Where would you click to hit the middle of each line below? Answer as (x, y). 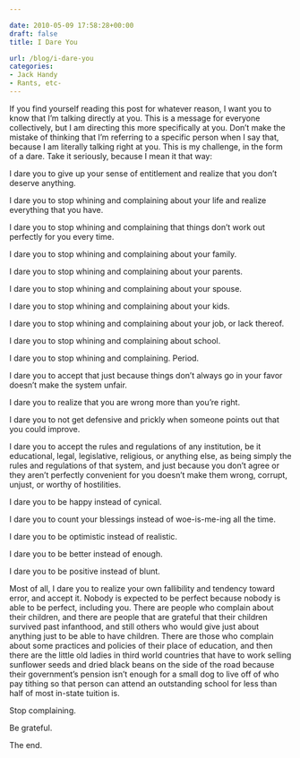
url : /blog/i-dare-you (51, 58)
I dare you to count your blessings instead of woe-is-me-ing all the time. (142, 519)
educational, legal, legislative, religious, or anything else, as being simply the (150, 456)
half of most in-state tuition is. (64, 693)
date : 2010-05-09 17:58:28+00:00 (72, 25)
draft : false (34, 34)
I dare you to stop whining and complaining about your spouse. (125, 288)
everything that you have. (56, 209)
